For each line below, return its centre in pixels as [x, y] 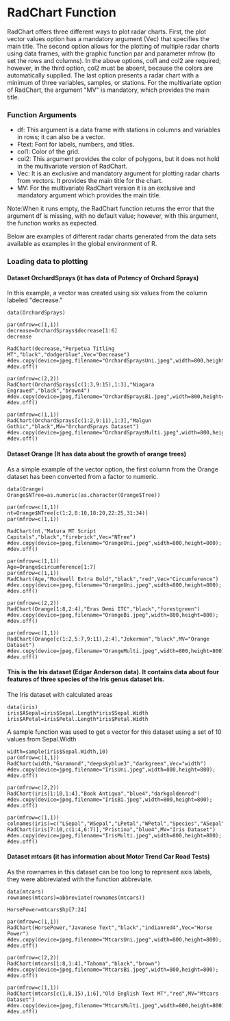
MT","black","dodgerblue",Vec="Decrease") [68, 355]
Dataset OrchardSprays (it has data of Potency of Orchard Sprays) [103, 278]
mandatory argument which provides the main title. [89, 195]
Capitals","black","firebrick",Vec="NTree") [72, 537]
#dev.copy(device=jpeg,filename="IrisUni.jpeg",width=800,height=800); [111, 770]
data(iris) [23, 707]
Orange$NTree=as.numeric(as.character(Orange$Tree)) [84, 495]
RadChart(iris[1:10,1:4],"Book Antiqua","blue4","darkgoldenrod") [104, 794]
